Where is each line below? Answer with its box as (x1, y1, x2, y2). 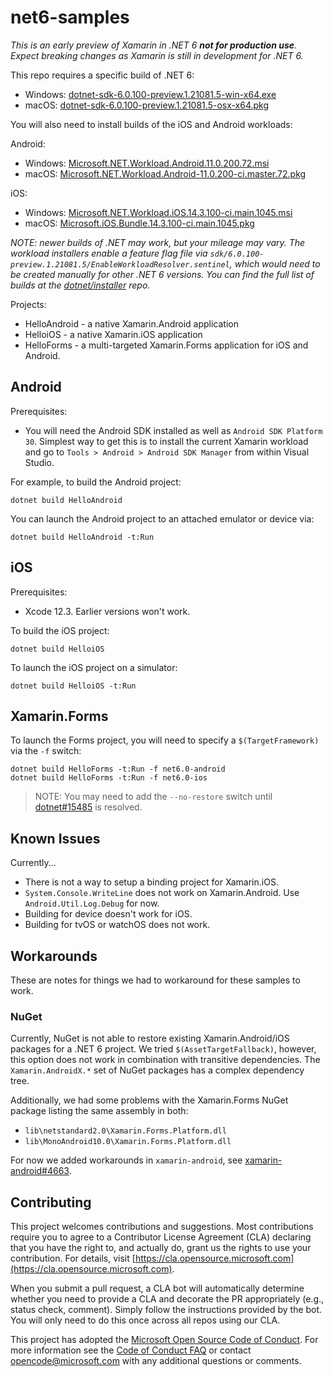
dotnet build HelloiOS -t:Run (10, 681, 137, 691)
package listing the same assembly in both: (10, 1105, 189, 1117)
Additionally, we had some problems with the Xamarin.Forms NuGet (10, 1094, 289, 1106)
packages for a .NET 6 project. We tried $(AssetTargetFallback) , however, (10, 1043, 317, 1055)
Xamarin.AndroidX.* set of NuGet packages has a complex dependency (10, 1064, 305, 1076)
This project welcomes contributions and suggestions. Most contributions (10, 1221, 314, 1233)
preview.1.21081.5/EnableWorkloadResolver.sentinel (10, 259, 230, 270)
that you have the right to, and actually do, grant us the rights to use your (10, 1242, 312, 1254)
